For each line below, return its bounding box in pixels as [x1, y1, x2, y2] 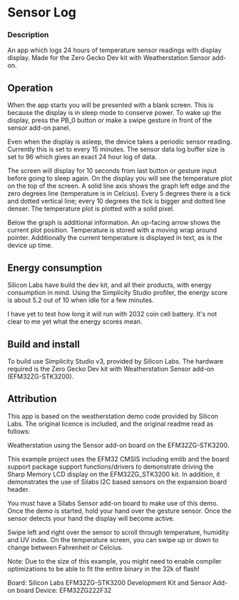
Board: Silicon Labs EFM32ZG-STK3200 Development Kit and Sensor [7, 578, 212, 586]
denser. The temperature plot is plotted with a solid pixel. [7, 204, 175, 213]
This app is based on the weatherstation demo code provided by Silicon [7, 411, 219, 420]
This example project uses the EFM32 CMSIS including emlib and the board [7, 454, 230, 463]
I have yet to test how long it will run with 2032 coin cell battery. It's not [7, 310, 218, 319]
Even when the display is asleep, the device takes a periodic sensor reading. [7, 137, 233, 146]
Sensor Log [7, 4, 77, 21]
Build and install [7, 338, 80, 350]
